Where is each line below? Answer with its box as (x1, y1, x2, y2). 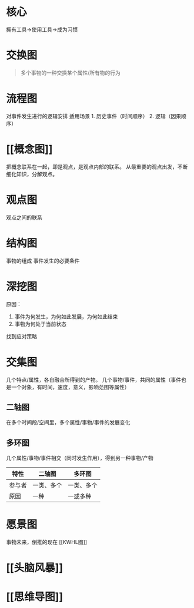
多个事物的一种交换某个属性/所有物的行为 (20, 69, 121, 76)
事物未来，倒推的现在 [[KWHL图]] (6, 539, 87, 546)
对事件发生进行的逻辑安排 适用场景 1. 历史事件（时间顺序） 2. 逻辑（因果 (6, 112, 181, 119)
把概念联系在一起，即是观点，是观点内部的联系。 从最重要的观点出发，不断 (6, 163, 188, 170)
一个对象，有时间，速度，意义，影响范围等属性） (11, 383, 130, 391)
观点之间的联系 (6, 214, 42, 221)
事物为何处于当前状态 (14, 320, 66, 327)
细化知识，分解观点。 (6, 170, 58, 177)
